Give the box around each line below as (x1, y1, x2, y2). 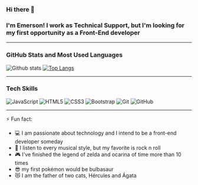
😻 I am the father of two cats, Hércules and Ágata (14, 171, 137, 179)
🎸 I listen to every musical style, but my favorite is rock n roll (14, 144, 161, 151)
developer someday (14, 138, 64, 145)
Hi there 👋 (6, 5, 35, 14)
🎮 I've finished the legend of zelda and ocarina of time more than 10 (14, 151, 181, 158)
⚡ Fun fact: (6, 115, 32, 122)
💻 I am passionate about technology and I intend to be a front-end (14, 129, 177, 137)
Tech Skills (6, 85, 38, 93)
